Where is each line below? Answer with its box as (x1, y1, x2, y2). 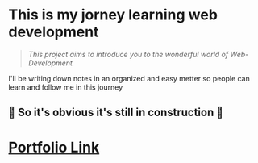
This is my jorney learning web (8, 6, 218, 24)
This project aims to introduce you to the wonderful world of (27, 49, 229, 59)
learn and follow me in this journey (8, 82, 123, 92)
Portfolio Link (8, 138, 100, 157)
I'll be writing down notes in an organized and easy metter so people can (8, 73, 250, 83)
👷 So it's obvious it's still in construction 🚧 (8, 106, 224, 119)
